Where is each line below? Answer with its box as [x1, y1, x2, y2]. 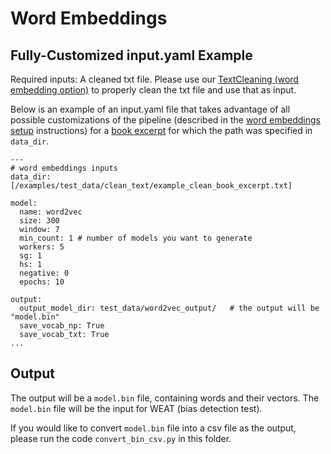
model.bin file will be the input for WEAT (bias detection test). [10, 402, 263, 414]
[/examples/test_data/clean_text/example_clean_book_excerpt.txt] [10, 181, 293, 191]
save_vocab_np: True [19, 321, 105, 331]
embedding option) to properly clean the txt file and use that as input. [10, 84, 297, 96]
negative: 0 [19, 268, 70, 278]
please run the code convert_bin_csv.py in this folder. [10, 432, 232, 444]
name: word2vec [19, 207, 83, 217]
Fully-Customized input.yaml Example [10, 47, 253, 64]
